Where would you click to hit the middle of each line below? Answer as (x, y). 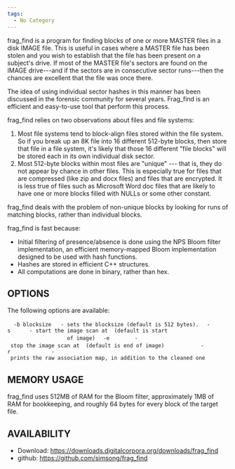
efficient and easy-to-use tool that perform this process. (89, 106)
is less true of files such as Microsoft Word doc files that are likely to (116, 186)
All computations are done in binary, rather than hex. (93, 271)
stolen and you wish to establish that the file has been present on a (104, 55)
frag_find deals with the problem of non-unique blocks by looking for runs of (118, 207)
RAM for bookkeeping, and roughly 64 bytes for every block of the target (113, 404)
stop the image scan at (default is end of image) (87, 346)
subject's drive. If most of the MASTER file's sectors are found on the (107, 63)
